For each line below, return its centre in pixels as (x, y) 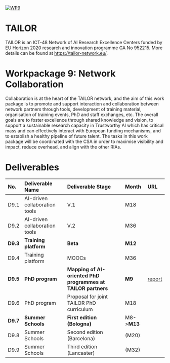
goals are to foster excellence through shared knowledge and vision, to (79, 120)
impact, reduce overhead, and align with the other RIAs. (63, 147)
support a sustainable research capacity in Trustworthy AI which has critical (84, 125)
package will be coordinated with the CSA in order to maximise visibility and (84, 141)
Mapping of (81, 269)
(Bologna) (79, 323)
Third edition (82, 346)
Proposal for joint (87, 297)
